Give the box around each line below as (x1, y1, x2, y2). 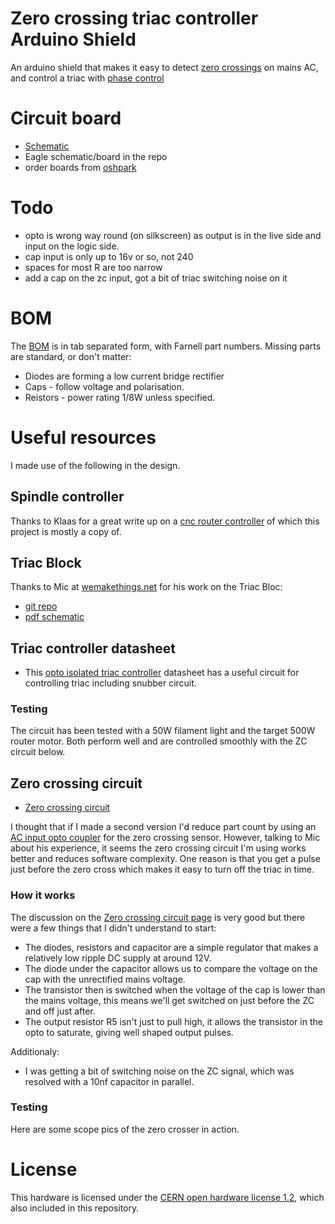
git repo (24, 600, 58, 612)
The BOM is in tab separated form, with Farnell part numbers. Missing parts (10, 340, 322, 352)
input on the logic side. (24, 240, 120, 252)
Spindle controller (10, 488, 125, 506)
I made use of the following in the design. (10, 459, 181, 471)
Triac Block (10, 554, 82, 571)
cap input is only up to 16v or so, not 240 (24, 250, 194, 262)
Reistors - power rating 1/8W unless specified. (24, 391, 216, 403)
